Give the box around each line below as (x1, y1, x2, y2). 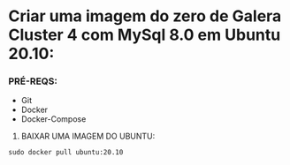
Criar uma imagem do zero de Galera (8, 6, 282, 26)
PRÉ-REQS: (8, 75, 58, 87)
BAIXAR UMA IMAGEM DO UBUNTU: (20, 131, 156, 142)
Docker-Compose (20, 114, 87, 124)
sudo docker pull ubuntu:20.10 (8, 148, 124, 157)
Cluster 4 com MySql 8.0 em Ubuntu (8, 25, 281, 45)
